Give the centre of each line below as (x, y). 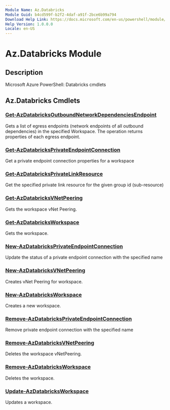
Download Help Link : (27, 19)
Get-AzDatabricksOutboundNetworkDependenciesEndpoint (81, 115)
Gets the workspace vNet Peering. (41, 209)
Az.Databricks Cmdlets (43, 100)
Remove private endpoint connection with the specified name (69, 330)
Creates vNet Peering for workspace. (44, 281)
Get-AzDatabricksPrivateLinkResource (54, 174)
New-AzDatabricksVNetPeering (45, 270)
